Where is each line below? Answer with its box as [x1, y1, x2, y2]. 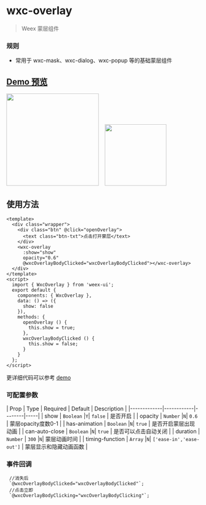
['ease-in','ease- [153, 437, 200, 443]
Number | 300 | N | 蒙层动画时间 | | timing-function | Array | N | [6, 436, 152, 443]
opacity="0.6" [22, 254, 60, 261]
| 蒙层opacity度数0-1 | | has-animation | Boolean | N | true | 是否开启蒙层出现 [6, 420, 196, 428]
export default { [12, 287, 57, 293]
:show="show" [22, 249, 57, 256]
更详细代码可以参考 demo [6, 374, 71, 381]
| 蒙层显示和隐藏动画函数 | [21, 443, 88, 450]
